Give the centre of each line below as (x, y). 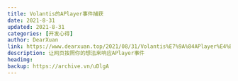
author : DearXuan (33, 40)
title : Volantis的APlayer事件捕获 (56, 14)
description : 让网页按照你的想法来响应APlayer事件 (76, 54)
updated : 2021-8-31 (36, 27)
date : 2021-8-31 (31, 20)
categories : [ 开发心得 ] (40, 33)
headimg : (20, 60)
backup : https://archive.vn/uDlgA (58, 66)
